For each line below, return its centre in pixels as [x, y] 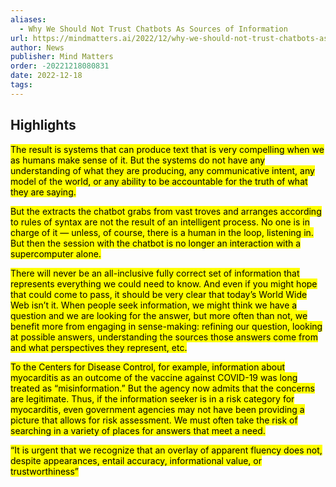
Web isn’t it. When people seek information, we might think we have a [154, 305]
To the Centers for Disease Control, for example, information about [148, 367]
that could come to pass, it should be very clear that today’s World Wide [159, 294]
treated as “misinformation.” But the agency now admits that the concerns [162, 388]
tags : [21, 85]
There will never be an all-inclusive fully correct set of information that [155, 273]
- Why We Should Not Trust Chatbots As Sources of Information [153, 29]
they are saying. [43, 192]
